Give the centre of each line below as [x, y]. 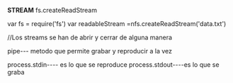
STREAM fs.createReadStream [52, 10]
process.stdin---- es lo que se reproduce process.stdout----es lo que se [113, 65]
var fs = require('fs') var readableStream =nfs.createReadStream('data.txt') [117, 24]
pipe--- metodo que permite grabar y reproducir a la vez [90, 51]
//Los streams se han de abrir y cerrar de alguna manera [90, 37]
